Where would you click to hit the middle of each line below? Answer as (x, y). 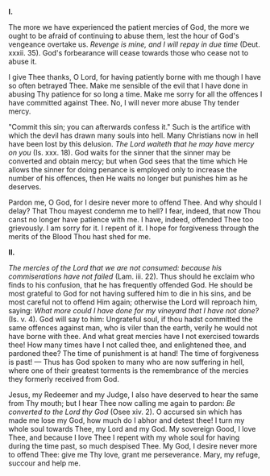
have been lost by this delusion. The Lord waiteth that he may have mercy (131, 144)
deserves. (25, 187)
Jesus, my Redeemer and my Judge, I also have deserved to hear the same (134, 395)
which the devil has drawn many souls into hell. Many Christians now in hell (133, 135)
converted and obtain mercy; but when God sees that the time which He (128, 161)
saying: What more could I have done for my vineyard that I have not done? (134, 310)
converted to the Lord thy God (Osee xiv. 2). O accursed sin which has (125, 412)
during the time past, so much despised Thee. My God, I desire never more (133, 446)
